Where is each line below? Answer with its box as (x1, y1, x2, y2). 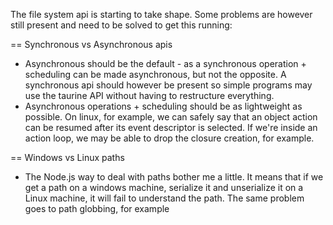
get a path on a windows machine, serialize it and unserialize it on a (24, 182, 304, 193)
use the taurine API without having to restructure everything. (24, 90, 275, 101)
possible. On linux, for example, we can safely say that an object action (24, 111, 318, 123)
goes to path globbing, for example (24, 203, 170, 214)
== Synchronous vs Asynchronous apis (10, 39, 173, 50)
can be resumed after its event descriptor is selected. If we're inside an (24, 122, 318, 133)
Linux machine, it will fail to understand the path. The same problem (24, 192, 305, 204)
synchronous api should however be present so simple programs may (24, 79, 313, 91)
